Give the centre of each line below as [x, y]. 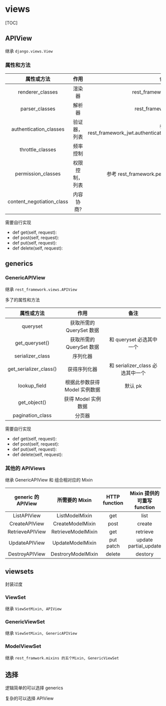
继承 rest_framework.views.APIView [41, 289]
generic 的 [27, 497]
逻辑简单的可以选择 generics [34, 688]
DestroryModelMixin [74, 554]
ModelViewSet [23, 646]
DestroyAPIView [27, 554]
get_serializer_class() [32, 369]
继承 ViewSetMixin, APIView [33, 609]
